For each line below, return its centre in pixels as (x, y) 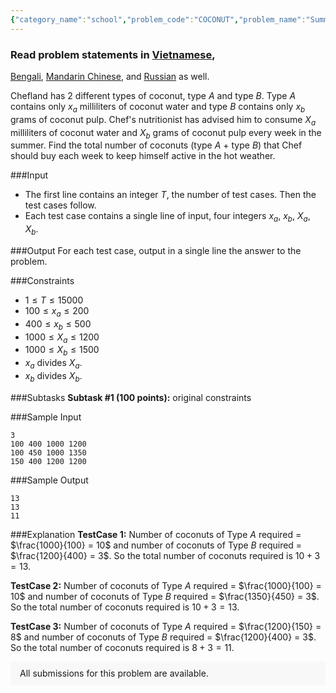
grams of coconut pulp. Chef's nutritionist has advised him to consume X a (163, 120)
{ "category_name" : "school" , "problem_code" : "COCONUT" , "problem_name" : (158, 19)
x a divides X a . (53, 364)
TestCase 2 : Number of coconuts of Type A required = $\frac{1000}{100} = (166, 585)
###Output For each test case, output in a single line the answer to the (156, 250)
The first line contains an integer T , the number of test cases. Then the (170, 195)
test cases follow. (60, 205)
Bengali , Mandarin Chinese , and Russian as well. (110, 76)
